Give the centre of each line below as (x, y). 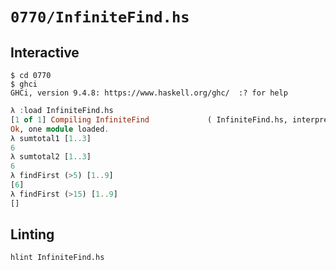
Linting (32, 234)
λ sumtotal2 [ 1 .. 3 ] (51, 157)
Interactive (45, 52)
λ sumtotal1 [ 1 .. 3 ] (51, 138)
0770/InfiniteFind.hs (100, 17)
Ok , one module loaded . (60, 129)
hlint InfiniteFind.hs (57, 258)
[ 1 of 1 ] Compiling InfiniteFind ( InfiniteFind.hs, (149, 119)
